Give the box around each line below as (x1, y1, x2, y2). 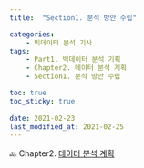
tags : (9, 46, 30, 55)
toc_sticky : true (9, 96, 76, 105)
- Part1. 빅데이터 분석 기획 (26, 55, 121, 64)
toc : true (9, 88, 47, 97)
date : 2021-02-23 (9, 114, 76, 123)
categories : (9, 29, 55, 39)
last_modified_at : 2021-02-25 (9, 122, 125, 132)
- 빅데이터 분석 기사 (26, 38, 93, 47)
